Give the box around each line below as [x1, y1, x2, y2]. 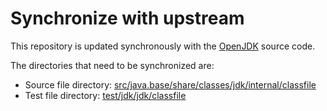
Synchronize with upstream [10, 7, 245, 30]
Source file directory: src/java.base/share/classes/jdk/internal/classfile [24, 78, 317, 91]
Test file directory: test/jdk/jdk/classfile [24, 89, 187, 101]
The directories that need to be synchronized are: [10, 59, 215, 71]
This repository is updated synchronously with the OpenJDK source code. [10, 40, 316, 52]
